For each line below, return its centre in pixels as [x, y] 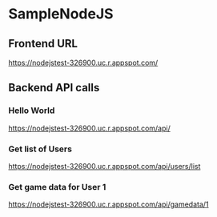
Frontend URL [43, 44]
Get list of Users [40, 149]
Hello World [32, 111]
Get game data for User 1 [57, 187]
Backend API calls [54, 88]
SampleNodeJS [61, 14]
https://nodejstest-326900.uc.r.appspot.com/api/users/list [104, 166]
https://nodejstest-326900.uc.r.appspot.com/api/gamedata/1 [109, 204]
